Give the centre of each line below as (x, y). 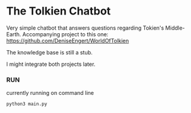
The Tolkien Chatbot (59, 11)
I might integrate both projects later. (51, 64)
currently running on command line (50, 93)
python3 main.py (27, 104)
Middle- (175, 28)
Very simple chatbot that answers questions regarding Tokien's (85, 28)
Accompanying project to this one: (65, 34)
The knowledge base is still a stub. (49, 52)
